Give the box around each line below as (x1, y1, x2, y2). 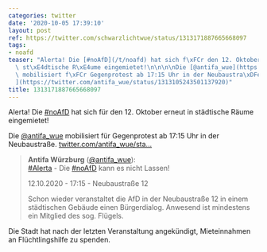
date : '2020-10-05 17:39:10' (8, 19, 105, 27)
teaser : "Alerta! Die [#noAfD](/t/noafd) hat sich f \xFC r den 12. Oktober (8, 56, 261, 64)
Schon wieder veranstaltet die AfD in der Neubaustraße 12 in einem (27, 194, 249, 204)
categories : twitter (8, 11, 77, 20)
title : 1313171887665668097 (8, 85, 102, 94)
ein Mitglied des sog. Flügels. (27, 211, 124, 221)
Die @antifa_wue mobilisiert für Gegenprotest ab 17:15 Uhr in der (8, 131, 220, 141)
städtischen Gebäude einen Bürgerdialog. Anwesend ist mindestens (27, 203, 250, 212)
